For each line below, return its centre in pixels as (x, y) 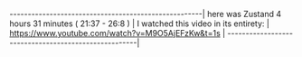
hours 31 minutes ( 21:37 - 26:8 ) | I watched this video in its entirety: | (139, 24)
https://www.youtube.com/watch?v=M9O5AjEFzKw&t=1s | (118, 33)
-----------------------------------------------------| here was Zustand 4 (146, 14)
